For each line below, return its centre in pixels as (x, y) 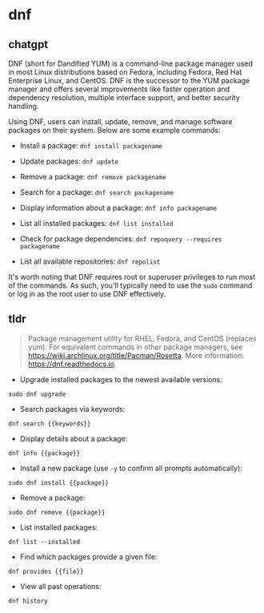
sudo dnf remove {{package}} (57, 512)
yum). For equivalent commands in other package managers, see (135, 347)
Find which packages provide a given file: (88, 557)
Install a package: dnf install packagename (91, 145)
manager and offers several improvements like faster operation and (119, 89)
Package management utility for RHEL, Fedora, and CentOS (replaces (142, 338)
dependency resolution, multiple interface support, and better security (124, 97)
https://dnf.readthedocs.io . (72, 364)
